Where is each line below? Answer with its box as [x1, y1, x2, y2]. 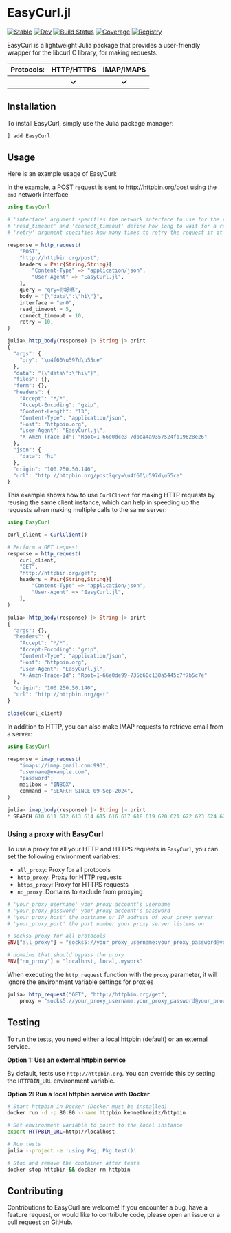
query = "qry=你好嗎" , [19, 286, 81, 294]
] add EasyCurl [7, 132, 51, 139]
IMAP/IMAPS [102, 64, 146, 74]
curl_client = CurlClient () [7, 531, 88, 539]
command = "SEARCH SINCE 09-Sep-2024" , [19, 788, 134, 795]
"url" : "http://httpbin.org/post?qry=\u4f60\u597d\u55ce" [13, 472, 184, 479]
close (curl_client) [7, 710, 63, 717]
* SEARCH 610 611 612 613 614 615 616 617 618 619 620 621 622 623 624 [7, 813, 217, 820]
